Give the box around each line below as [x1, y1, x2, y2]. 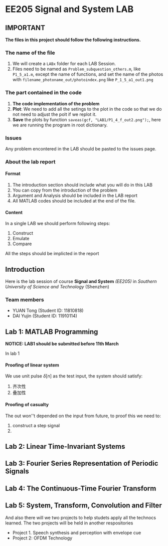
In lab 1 [5, 350, 20, 356]
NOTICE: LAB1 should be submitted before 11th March [5, 341, 119, 347]
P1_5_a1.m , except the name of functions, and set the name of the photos [12, 71, 163, 77]
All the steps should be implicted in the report [5, 251, 99, 257]
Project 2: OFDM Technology [12, 535, 73, 541]
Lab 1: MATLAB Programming [5, 327, 98, 336]
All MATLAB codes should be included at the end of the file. [12, 198, 136, 204]
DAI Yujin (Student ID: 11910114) [12, 313, 78, 319]
